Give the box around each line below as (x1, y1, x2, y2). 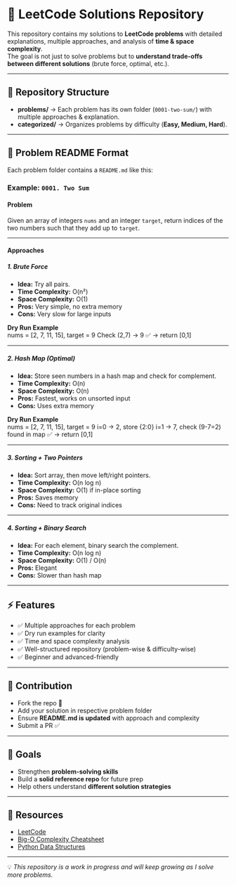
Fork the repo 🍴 (17, 698, 63, 707)
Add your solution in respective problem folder (17, 706, 152, 715)
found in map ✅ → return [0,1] (7, 430, 93, 438)
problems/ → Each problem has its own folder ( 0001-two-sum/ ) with (17, 105, 212, 113)
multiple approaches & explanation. (17, 112, 120, 121)
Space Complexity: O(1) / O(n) (17, 556, 107, 565)
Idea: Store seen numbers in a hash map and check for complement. (17, 372, 216, 380)
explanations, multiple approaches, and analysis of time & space (7, 37, 195, 45)
